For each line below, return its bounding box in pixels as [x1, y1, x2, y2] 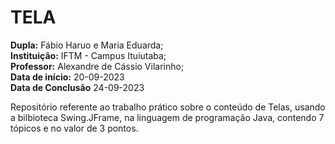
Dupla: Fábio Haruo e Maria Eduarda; [10, 39, 164, 51]
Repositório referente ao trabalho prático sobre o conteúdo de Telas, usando [10, 101, 326, 113]
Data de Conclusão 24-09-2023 [10, 81, 145, 93]
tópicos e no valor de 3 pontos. [10, 122, 139, 134]
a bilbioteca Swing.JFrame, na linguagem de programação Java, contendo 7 [10, 111, 325, 123]
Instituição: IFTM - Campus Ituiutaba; [10, 49, 167, 61]
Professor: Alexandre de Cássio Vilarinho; [10, 60, 185, 72]
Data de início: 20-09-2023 [10, 71, 125, 83]
